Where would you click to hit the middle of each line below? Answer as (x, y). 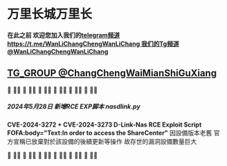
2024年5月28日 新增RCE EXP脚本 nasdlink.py (74, 107)
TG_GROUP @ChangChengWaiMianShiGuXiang (112, 73)
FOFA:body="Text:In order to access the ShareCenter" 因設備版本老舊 (110, 133)
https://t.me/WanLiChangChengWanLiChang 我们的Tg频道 (93, 44)
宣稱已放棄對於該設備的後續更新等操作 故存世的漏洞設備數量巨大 (105, 141)
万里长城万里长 (50, 14)
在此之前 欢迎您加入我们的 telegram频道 (64, 35)
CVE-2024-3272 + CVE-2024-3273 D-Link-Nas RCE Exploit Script (105, 124)
